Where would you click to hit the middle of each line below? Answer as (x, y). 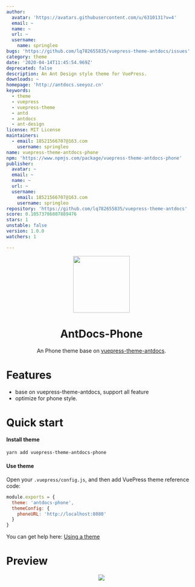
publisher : (20, 164)
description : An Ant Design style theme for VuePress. (77, 74)
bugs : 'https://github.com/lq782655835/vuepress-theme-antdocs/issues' (98, 51)
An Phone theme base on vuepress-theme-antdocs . (101, 351)
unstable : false (27, 225)
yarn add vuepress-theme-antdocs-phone (56, 452)
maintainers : (23, 136)
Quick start (35, 422)
